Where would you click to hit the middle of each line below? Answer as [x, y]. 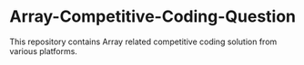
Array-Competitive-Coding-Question [153, 17]
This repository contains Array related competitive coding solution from [143, 42]
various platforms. [43, 51]
